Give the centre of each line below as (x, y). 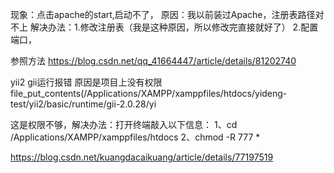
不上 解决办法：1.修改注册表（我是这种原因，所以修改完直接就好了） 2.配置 (164, 27)
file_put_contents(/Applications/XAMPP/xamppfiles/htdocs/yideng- (149, 93)
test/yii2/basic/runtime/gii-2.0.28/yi (83, 104)
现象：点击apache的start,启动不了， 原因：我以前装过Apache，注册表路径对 (167, 14)
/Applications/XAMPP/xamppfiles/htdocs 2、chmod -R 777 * (135, 137)
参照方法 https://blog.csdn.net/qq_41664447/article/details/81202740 (153, 61)
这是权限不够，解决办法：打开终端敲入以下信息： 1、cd (124, 124)
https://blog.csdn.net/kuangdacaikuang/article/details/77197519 (142, 157)
